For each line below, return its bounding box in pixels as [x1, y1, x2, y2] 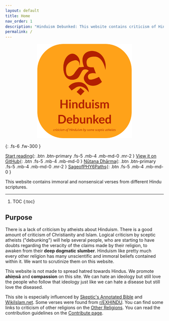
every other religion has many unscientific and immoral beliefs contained [5, 253, 156, 259]
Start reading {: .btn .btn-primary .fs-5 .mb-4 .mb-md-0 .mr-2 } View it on [5, 153, 157, 159]
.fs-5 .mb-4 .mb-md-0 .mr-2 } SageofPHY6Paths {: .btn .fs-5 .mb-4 [5, 164, 144, 170]
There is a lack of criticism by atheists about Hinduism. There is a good [5, 226, 152, 232]
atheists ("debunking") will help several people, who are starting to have [5, 237, 155, 243]
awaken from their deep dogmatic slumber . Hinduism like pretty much [5, 248, 152, 254]
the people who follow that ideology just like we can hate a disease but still [5, 279, 160, 285]
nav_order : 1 [5, 19, 33, 24]
